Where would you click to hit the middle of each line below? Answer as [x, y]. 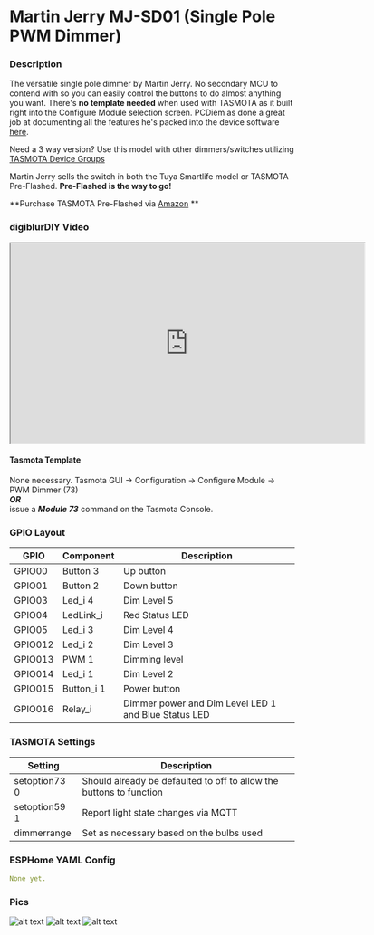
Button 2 [81, 586]
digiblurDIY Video [49, 227]
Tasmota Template [45, 460]
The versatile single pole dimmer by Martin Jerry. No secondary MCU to [144, 84]
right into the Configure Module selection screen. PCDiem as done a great [147, 113]
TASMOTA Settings [53, 742]
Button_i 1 [84, 689]
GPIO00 [31, 571]
